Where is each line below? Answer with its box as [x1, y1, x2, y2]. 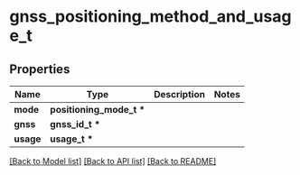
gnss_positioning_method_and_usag [9, 6, 292, 27]
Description [153, 88, 206, 100]
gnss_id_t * [49, 118, 101, 130]
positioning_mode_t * [49, 104, 145, 115]
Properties [9, 61, 70, 77]
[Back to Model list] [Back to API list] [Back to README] [9, 156, 217, 166]
